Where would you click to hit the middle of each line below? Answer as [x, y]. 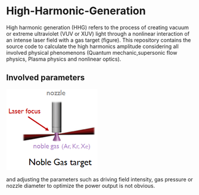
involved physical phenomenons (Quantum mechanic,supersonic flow [92, 52]
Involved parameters [46, 78]
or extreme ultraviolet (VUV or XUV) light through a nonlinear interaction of [98, 33]
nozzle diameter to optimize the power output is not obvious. [81, 185]
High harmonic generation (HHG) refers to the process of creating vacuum [98, 27]
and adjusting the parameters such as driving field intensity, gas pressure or [100, 179]
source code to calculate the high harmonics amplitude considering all [92, 46]
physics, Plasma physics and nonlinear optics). [64, 59]
